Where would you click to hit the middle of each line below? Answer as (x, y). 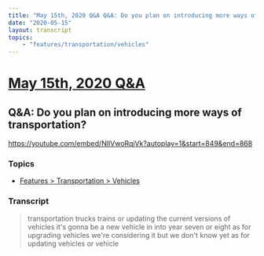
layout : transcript (40, 30)
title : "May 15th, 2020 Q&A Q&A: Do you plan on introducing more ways (128, 15)
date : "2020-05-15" (40, 23)
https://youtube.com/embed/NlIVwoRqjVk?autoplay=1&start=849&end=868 (130, 144)
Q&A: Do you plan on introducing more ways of (125, 112)
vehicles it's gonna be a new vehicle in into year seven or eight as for (139, 227)
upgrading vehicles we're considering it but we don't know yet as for (138, 235)
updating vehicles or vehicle (73, 243)
